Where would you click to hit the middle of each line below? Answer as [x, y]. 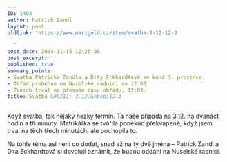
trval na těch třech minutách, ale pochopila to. [72, 131]
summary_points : [30, 71]
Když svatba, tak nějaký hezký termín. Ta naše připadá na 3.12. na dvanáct [113, 116]
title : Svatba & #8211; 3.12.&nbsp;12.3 [65, 97]
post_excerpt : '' [32, 58]
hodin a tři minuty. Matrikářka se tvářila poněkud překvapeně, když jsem [110, 123]
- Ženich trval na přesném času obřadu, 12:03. [77, 90]
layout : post [26, 26]
